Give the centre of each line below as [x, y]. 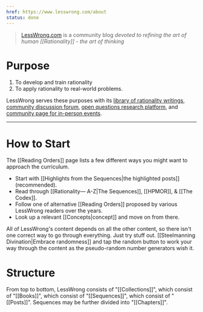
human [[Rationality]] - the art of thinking [72, 41]
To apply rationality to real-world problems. [69, 89]
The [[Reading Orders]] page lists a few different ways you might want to [97, 161]
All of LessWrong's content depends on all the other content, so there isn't [99, 229]
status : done [23, 18]
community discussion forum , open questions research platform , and [92, 107]
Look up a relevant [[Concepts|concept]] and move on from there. [97, 217]
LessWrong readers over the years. [59, 211]
